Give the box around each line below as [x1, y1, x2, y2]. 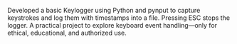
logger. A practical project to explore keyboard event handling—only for [7, 21, 218, 29]
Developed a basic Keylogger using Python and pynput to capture [7, 6, 201, 14]
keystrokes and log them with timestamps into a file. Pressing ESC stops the [7, 13, 230, 22]
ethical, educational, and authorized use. [7, 28, 127, 37]
